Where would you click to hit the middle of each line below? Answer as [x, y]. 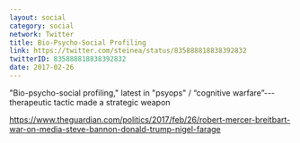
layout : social [38, 17]
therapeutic [31, 102]
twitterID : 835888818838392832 [68, 59]
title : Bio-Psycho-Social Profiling [78, 42]
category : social [42, 26]
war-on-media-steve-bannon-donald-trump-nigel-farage [115, 129]
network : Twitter [42, 34]
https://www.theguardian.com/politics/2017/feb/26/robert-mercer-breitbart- [150, 119]
